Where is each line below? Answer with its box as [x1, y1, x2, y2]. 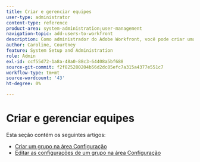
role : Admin [6, 53, 36, 59]
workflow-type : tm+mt [6, 70, 60, 76]
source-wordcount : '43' [6, 75, 65, 81]
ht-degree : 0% [6, 81, 42, 87]
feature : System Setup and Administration [6, 48, 113, 54]
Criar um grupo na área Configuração [14, 142, 107, 149]
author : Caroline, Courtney [6, 42, 76, 48]
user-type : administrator [6, 14, 70, 20]
